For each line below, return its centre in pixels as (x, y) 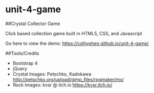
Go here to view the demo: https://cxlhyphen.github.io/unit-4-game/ (77, 43)
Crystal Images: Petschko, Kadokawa (52, 74)
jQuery (20, 68)
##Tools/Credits (22, 53)
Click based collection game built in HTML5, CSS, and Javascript (74, 33)
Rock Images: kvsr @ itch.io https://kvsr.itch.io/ (62, 85)
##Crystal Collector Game (33, 24)
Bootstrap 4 (25, 63)
